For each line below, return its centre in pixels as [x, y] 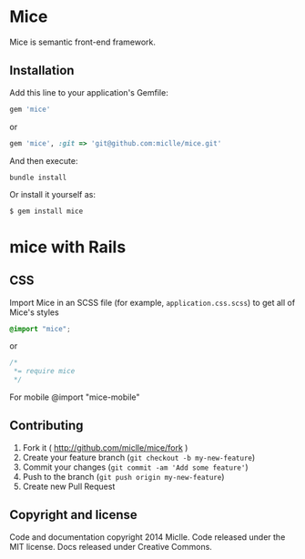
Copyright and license [74, 515]
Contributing [46, 426]
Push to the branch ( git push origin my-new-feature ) [123, 476]
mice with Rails [68, 247]
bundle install [38, 178]
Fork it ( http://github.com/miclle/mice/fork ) [105, 447]
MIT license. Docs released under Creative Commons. [111, 546]
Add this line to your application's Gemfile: [89, 92]
